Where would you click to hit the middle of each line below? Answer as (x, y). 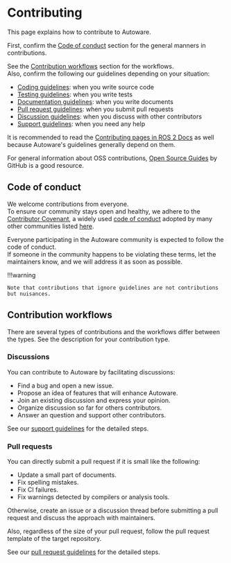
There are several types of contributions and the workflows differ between (114, 331)
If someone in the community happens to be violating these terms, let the (112, 254)
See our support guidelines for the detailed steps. (78, 428)
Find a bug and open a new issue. (66, 386)
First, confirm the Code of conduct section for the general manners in (106, 45)
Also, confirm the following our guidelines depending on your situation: (109, 73)
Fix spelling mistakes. (48, 483)
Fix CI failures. (38, 490)
